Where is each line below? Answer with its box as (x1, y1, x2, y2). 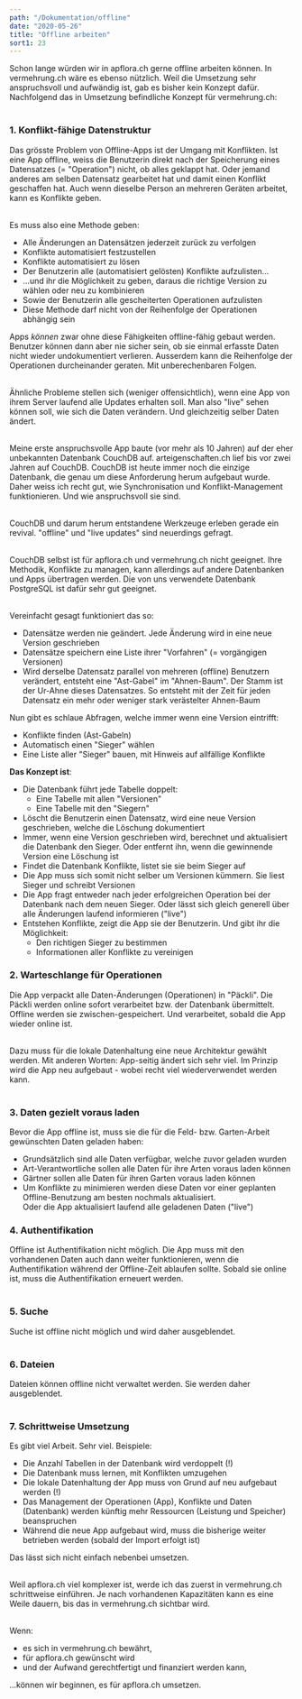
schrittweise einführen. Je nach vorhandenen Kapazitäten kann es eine (9, 1589, 274, 1600)
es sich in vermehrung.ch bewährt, (22, 1643, 152, 1654)
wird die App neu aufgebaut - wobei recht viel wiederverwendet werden (9, 1064, 278, 1075)
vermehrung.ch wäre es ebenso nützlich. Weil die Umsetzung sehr (9, 73, 257, 84)
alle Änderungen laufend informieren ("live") (22, 908, 188, 919)
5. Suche (9, 1305, 50, 1318)
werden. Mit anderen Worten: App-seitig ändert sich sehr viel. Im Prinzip (9, 1054, 279, 1065)
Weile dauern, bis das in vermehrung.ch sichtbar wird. (9, 1598, 210, 1610)
